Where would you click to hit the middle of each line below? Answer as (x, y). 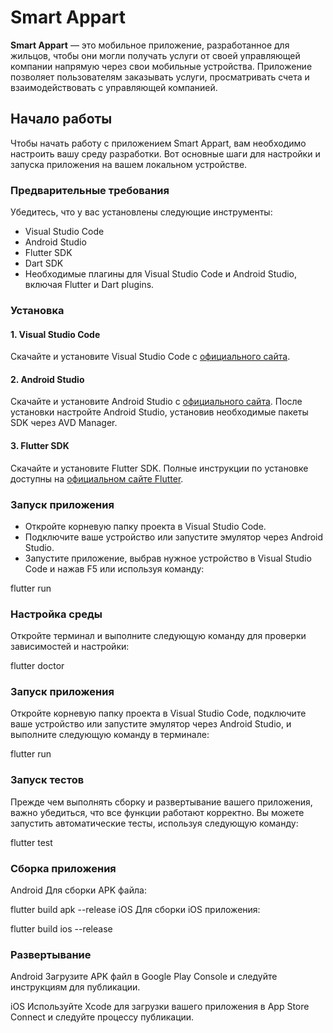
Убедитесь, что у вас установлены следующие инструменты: (141, 212)
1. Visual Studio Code (55, 334)
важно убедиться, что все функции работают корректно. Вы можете (157, 812)
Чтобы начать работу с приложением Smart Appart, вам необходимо (158, 143)
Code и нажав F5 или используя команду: (114, 568)
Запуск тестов (47, 780)
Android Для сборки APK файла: (78, 890)
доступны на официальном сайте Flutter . (97, 478)
